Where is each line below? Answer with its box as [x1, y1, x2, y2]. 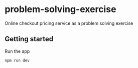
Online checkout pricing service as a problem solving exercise [5, 20, 133, 26]
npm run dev [5, 58, 30, 63]
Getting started [5, 35, 54, 43]
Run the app [5, 48, 30, 54]
